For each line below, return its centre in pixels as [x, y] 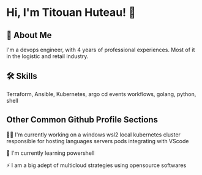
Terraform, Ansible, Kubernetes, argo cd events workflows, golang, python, [101, 94]
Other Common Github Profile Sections [82, 120]
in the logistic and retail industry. [47, 56]
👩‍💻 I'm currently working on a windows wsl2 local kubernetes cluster [93, 135]
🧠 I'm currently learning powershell [50, 153]
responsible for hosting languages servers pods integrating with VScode [98, 141]
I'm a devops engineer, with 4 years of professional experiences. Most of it [101, 50]
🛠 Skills [22, 76]
